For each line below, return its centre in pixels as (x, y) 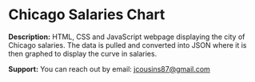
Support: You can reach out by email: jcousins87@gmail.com (109, 68)
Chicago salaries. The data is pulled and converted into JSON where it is (127, 45)
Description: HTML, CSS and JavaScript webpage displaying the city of (127, 37)
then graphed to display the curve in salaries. (83, 53)
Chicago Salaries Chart (87, 15)
